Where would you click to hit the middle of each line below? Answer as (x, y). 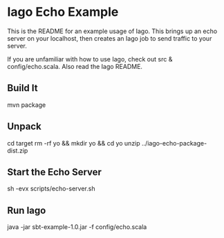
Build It (22, 88)
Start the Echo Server (55, 172)
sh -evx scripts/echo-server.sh (51, 189)
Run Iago (27, 210)
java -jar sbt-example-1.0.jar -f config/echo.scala (77, 227)
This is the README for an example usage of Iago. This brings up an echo (112, 31)
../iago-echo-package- (174, 143)
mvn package (27, 105)
